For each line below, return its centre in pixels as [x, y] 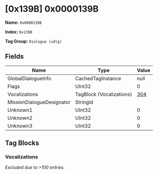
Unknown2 [20, 118]
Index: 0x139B [19, 32]
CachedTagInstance [98, 78]
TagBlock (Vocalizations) [104, 94]
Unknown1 [20, 110]
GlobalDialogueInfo [29, 78]
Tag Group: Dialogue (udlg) [34, 41]
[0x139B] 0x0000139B [52, 9]
